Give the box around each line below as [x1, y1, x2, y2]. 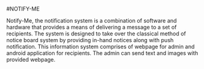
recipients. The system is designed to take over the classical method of [6, 30, 186, 37]
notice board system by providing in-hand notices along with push [6, 37, 174, 43]
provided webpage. [6, 56, 56, 63]
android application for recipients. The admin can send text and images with [6, 49, 198, 57]
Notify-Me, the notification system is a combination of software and [6, 17, 177, 24]
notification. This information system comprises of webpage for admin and [6, 43, 195, 50]
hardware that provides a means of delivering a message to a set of [6, 24, 177, 31]
